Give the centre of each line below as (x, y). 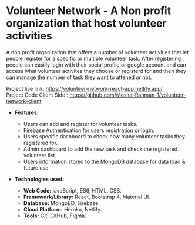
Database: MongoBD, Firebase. (61, 203)
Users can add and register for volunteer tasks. (80, 124)
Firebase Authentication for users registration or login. (89, 130)
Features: (27, 113)
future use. (36, 168)
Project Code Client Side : (37, 95)
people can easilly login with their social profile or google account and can (96, 64)
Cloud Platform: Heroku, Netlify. (63, 209)
